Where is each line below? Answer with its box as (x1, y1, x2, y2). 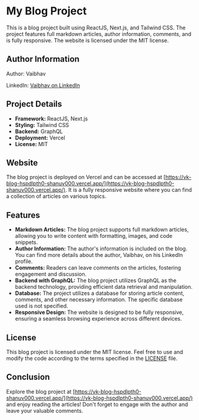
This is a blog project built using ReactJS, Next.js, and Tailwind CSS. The (6, 24, 186, 31)
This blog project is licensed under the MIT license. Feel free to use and (6, 349, 183, 355)
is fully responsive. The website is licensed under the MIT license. (6, 37, 169, 44)
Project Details (6, 99, 62, 109)
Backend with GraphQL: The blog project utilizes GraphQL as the (14, 277, 177, 284)
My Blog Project (6, 4, 87, 18)
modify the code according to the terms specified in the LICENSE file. (6, 355, 178, 362)
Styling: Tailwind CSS (14, 121, 70, 128)
